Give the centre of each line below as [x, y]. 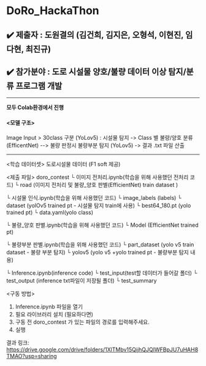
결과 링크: [18, 342]
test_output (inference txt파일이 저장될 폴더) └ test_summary [82, 280]
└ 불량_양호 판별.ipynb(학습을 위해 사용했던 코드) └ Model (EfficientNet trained [102, 225]
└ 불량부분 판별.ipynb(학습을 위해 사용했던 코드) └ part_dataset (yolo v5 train [100, 244]
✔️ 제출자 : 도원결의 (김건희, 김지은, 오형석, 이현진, [95, 35]
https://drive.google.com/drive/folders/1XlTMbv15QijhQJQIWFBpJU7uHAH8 [102, 349]
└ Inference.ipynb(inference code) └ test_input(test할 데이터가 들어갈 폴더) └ [102, 273]
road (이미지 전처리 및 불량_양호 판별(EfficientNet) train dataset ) [99, 185]
